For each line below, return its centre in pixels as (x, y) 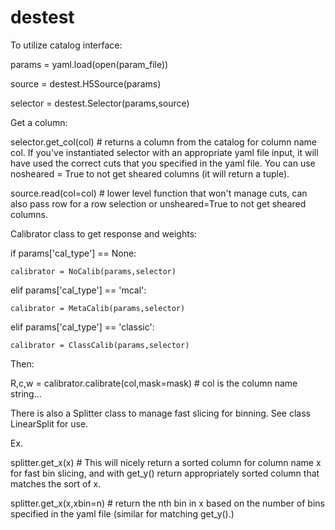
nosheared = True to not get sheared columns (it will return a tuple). (150, 173)
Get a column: (39, 122)
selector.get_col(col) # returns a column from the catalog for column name (163, 142)
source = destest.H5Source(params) (86, 83)
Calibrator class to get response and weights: (104, 233)
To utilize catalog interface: (66, 45)
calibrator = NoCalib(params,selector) (93, 271)
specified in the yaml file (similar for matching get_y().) (122, 513)
